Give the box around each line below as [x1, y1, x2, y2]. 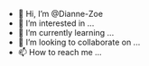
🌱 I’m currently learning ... [17, 28, 115, 37]
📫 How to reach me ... [17, 47, 102, 57]
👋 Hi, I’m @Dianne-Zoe [17, 9, 104, 19]
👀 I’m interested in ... [17, 18, 95, 29]
